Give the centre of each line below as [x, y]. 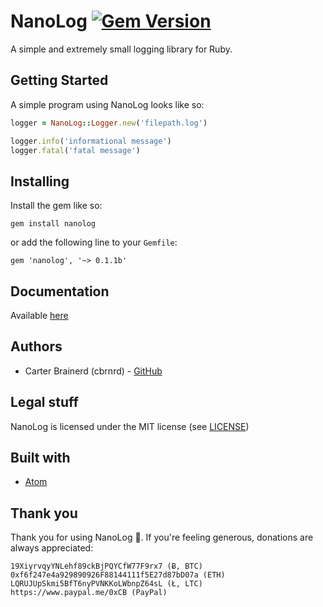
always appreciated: [52, 548]
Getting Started [59, 80]
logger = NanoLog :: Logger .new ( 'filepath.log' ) [109, 123]
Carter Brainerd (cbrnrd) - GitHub [93, 371]
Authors [36, 346]
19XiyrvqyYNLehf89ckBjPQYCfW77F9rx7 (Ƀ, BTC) [106, 566]
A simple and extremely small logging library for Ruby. [121, 49]
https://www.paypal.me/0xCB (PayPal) [89, 593]
